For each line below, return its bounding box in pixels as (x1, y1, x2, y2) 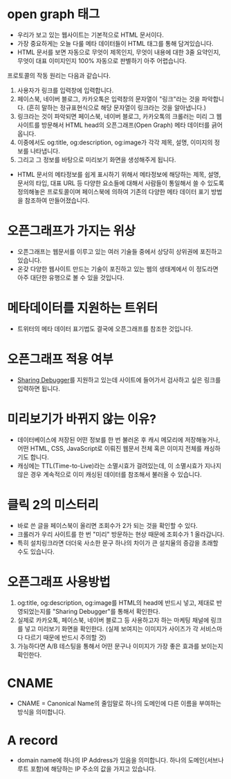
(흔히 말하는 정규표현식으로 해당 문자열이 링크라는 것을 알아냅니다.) (26, 103, 206, 112)
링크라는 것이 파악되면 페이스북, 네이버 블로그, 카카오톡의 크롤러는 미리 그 (17, 112, 215, 120)
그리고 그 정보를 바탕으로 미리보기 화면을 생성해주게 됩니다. (17, 155, 176, 164)
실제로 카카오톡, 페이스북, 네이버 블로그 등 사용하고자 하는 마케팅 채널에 (17, 615, 210, 624)
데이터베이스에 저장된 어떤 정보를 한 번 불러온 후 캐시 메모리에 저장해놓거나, (17, 435, 221, 444)
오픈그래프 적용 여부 (7, 352, 114, 367)
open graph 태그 (7, 6, 100, 22)
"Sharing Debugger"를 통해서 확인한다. (53, 607, 160, 615)
